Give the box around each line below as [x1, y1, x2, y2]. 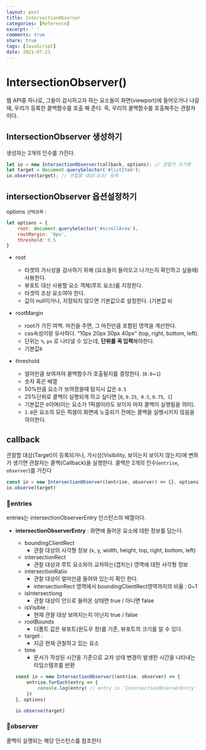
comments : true [6, 32, 45, 38]
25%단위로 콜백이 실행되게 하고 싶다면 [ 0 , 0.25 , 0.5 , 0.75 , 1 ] [24, 393, 173, 400]
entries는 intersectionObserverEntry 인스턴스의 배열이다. [6, 514, 146, 521]
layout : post [6, 9, 40, 15]
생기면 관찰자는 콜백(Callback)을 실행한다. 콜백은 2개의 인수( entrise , [12, 459, 180, 467]
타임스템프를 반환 [33, 662, 75, 669]
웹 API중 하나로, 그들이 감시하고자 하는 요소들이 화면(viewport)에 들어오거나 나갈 [6, 96, 200, 104]
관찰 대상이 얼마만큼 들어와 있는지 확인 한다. [33, 575, 139, 582]
